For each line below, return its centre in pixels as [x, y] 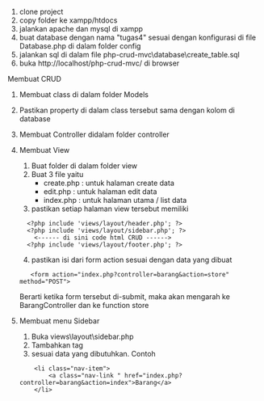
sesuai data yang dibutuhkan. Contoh [94, 354]
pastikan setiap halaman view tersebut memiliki [110, 209]
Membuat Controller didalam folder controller [94, 134]
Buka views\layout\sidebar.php [82, 336]
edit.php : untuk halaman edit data [100, 192]
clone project [41, 12]
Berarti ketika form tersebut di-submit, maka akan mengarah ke [125, 297]
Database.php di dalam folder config [80, 46]
